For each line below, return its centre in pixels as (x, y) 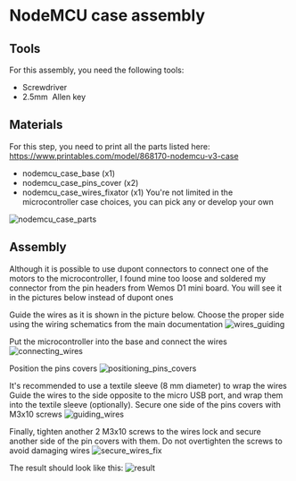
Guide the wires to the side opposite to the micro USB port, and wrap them (146, 395)
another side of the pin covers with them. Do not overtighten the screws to (146, 441)
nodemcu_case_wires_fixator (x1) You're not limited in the (127, 192)
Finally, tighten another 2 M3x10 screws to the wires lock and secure (135, 431)
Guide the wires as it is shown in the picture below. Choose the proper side (147, 315)
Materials (36, 125)
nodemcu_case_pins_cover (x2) (80, 182)
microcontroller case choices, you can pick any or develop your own (148, 201)
